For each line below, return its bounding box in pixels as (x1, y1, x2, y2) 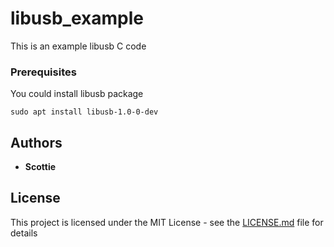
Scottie (24, 161, 57, 173)
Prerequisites (10, 65, 77, 79)
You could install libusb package (10, 88, 144, 100)
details (10, 227, 38, 239)
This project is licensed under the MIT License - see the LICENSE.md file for (10, 216, 324, 228)
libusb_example (10, 7, 144, 30)
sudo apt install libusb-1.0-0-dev (10, 107, 159, 117)
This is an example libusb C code (10, 40, 147, 52)
